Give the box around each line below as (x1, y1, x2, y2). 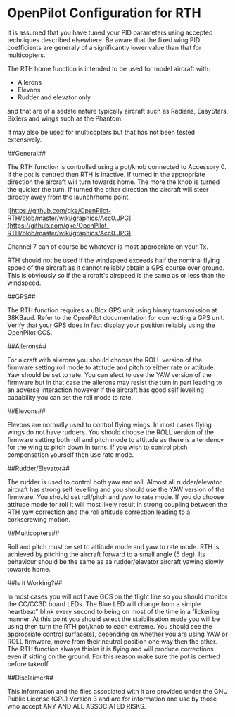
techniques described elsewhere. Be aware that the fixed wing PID (7, 35, 201, 44)
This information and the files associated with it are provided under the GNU (7, 687, 229, 695)
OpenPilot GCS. (7, 328, 53, 336)
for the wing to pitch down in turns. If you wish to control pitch (7, 443, 188, 451)
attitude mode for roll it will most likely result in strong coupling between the (7, 500, 227, 508)
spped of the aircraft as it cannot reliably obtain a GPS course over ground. (7, 263, 225, 272)
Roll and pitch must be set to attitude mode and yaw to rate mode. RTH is (7, 542, 220, 551)
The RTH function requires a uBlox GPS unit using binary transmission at (7, 305, 217, 314)
